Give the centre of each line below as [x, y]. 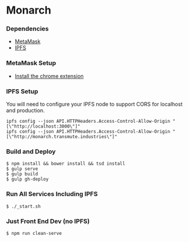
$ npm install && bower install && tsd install [66, 164]
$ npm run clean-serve [34, 233]
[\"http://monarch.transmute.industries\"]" [62, 137]
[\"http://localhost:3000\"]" [43, 127]
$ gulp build [22, 174]
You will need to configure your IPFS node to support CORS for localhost [94, 104]
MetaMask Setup [31, 63]
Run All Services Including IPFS [52, 194]
